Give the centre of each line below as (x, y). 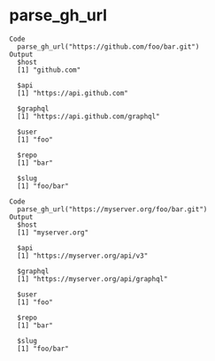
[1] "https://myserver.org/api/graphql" (92, 279)
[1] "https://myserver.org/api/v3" (83, 256)
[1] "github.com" (49, 70)
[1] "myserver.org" (53, 232)
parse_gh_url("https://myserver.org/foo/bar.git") (112, 209)
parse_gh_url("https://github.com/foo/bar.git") (108, 46)
